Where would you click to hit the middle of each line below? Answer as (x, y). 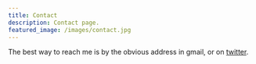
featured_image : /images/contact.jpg (70, 30)
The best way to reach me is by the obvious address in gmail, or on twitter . (128, 52)
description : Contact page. (54, 23)
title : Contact (33, 15)
